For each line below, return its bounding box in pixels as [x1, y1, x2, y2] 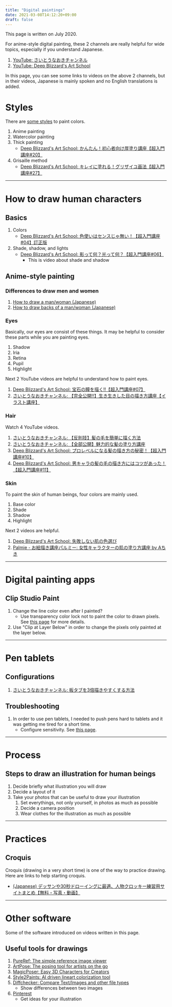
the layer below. [12, 630, 47, 636]
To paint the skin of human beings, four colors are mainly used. [5, 491, 139, 497]
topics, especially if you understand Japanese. [5, 47, 104, 53]
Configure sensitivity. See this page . [20, 726, 97, 732]
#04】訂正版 [20, 239, 48, 246]
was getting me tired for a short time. [12, 721, 91, 727]
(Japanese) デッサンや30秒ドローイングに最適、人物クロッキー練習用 [12, 883, 160, 889]
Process [5, 749, 41, 761]
